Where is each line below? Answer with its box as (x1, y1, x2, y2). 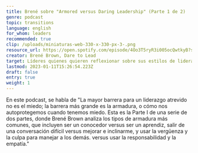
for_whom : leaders (6, 31, 51, 37)
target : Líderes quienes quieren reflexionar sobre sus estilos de (6, 58, 176, 64)
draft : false (6, 69, 38, 75)
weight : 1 (6, 80, 31, 86)
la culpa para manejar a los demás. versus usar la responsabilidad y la (6, 134, 176, 141)
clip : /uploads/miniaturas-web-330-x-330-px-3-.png (6, 42, 136, 48)
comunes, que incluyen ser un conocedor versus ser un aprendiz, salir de (6, 122, 185, 128)
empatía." (6, 140, 29, 147)
